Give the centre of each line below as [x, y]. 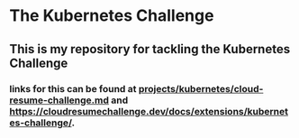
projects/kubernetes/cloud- [201, 88]
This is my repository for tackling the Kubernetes [150, 49]
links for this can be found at [73, 88]
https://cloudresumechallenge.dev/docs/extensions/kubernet [149, 111]
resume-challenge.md [59, 100]
